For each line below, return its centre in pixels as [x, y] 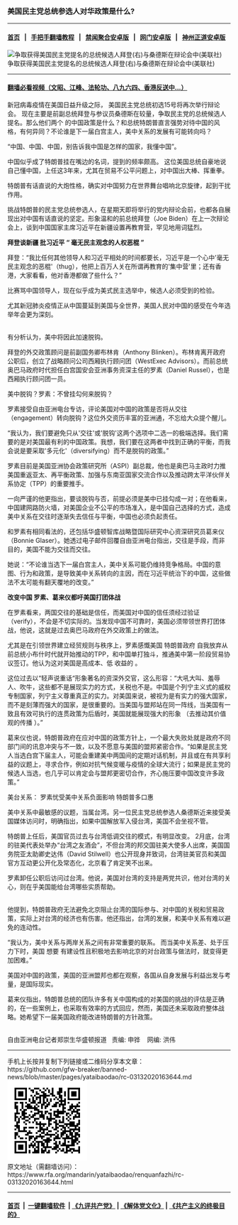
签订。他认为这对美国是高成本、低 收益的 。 [77, 663]
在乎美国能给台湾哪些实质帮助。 [72, 887]
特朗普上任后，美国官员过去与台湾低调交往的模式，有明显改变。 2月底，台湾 [119, 836]
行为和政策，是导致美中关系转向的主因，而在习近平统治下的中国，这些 [122, 573]
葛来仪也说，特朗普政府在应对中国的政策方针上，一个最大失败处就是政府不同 [119, 738]
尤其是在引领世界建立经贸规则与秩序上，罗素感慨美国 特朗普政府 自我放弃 [114, 645]
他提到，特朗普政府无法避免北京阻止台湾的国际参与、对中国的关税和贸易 [113, 909]
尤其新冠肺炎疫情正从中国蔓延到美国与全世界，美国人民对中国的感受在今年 [116, 305]
